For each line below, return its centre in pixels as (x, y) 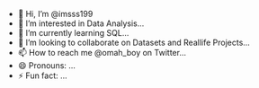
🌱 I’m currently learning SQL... (73, 33)
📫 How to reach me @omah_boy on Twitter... (102, 53)
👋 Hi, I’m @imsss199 (55, 14)
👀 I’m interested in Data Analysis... (81, 23)
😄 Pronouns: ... (47, 66)
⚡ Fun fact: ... (42, 75)
